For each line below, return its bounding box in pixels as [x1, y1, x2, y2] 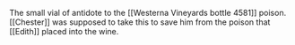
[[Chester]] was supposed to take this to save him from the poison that [9, 17, 271, 27]
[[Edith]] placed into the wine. [9, 26, 119, 36]
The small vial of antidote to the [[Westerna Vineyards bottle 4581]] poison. [9, 8, 287, 18]
